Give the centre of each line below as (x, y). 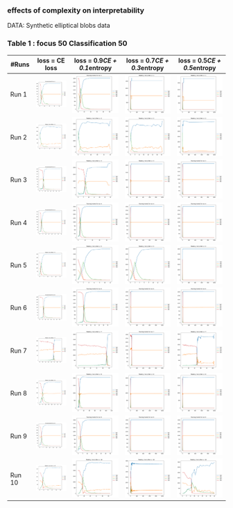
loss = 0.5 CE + (200, 60)
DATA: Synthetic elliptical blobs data (59, 26)
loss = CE (51, 60)
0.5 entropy (200, 68)
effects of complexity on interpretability (76, 10)
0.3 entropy (148, 68)
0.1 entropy (96, 68)
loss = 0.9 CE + (95, 60)
